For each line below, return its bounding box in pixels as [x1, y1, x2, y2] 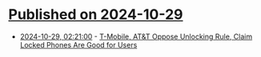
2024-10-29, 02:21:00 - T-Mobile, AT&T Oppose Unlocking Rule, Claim [19, 32, 253, 41]
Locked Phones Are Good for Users [19, 40, 138, 49]
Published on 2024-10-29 [8, 6, 183, 24]
